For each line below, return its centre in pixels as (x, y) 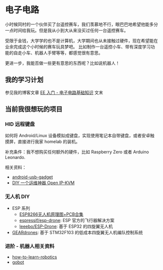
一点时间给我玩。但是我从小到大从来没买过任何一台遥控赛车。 (67, 30)
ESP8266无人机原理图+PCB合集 (51, 214)
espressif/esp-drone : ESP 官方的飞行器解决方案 (67, 220)
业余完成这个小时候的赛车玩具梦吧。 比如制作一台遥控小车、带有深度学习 (78, 47)
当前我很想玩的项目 (34, 109)
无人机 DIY (17, 197)
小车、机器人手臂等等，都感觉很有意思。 (62, 53)
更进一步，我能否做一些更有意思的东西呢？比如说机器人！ (62, 63)
